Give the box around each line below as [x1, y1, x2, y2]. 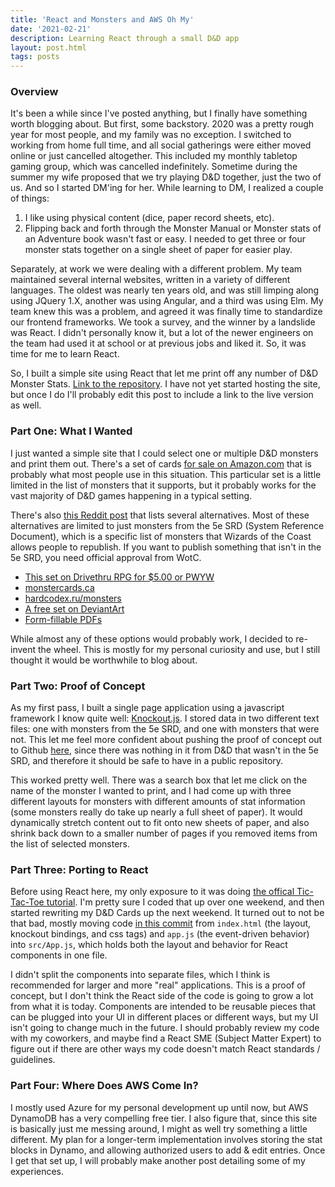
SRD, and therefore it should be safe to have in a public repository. [10, 755, 284, 767]
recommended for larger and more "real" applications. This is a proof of [10, 979, 306, 991]
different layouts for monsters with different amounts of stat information [10, 796, 306, 808]
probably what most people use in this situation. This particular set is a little [10, 468, 322, 480]
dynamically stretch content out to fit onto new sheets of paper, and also [10, 817, 310, 829]
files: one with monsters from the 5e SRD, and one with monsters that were [10, 723, 320, 735]
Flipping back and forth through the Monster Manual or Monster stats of [24, 222, 322, 235]
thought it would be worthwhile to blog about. [10, 654, 198, 666]
